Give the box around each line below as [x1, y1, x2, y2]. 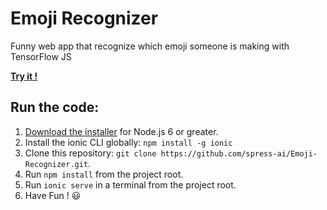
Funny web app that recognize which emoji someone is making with [10, 40, 290, 52]
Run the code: [10, 99, 100, 116]
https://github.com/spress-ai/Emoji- [160, 148, 318, 159]
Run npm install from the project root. [24, 168, 184, 180]
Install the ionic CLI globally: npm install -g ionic [24, 136, 233, 148]
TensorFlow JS [10, 50, 72, 62]
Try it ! [10, 70, 38, 82]
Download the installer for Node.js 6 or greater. [24, 125, 219, 137]
